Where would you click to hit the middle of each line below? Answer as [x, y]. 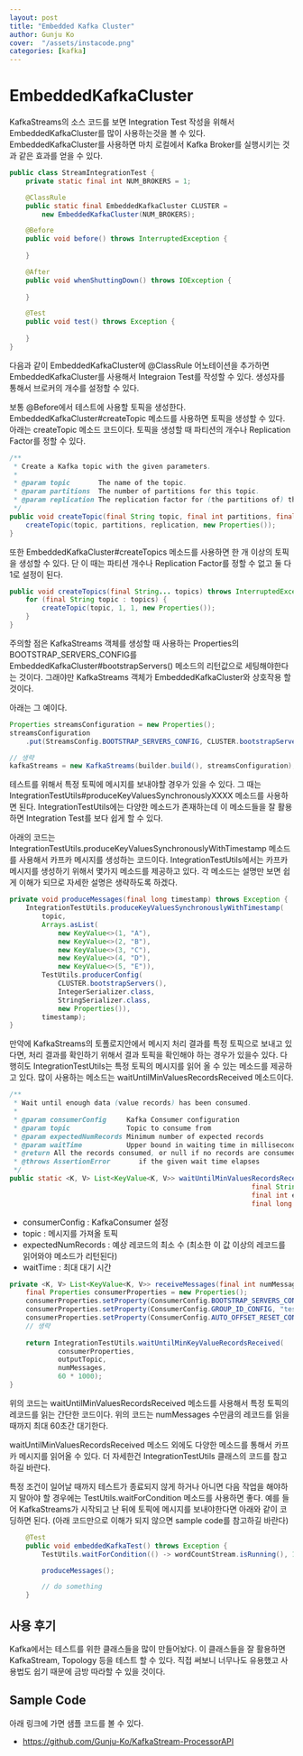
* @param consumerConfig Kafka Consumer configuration [127, 1119]
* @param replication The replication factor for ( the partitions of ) [148, 500]
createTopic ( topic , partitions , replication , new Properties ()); [151, 525]
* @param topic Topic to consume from [112, 1128]
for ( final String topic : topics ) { [96, 600]
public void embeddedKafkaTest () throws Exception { [127, 1546]
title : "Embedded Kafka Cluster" [72, 26]
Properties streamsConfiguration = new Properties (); [113, 724]
